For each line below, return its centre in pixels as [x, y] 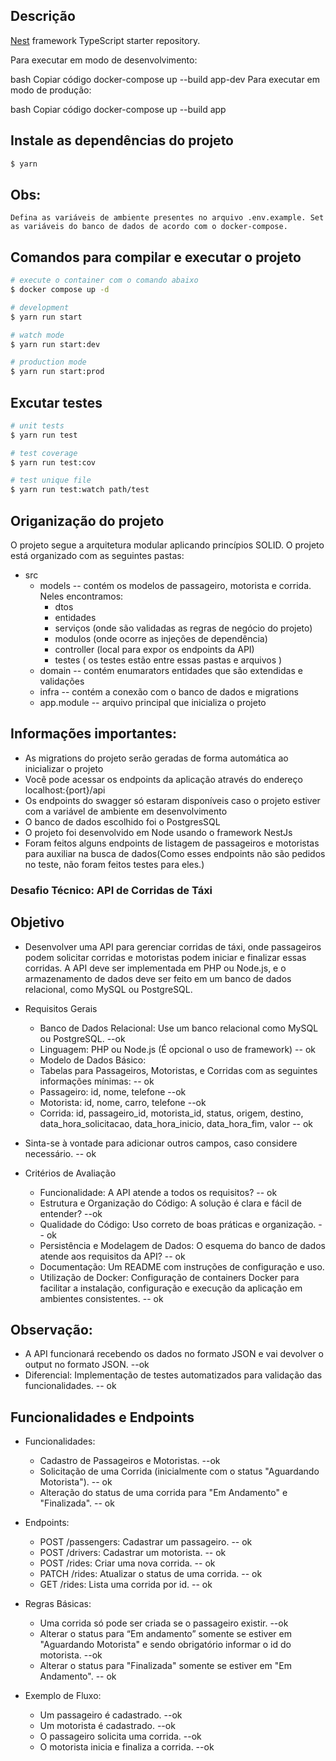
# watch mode [37, 335]
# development [40, 307]
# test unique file [51, 480]
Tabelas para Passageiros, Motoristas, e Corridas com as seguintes [178, 1070]
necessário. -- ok [60, 1153]
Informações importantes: [94, 734]
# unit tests [37, 425]
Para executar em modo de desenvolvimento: [104, 60]
